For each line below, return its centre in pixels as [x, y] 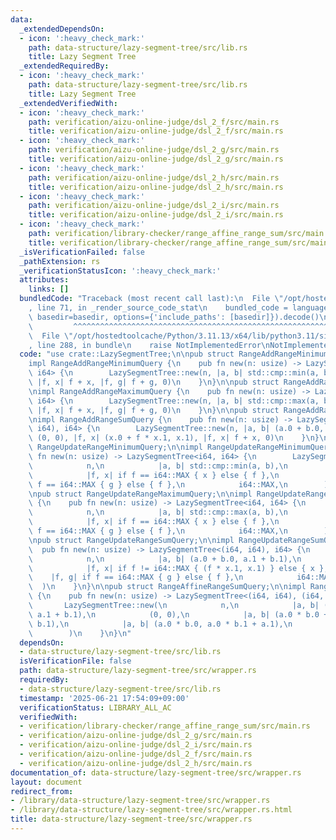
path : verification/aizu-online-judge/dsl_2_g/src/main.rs [154, 150]
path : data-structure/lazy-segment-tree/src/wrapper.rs [138, 671]
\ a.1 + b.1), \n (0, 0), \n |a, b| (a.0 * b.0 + [178, 614]
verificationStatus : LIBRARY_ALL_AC [95, 707]
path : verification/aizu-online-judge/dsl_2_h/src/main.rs [154, 177]
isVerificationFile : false [75, 661]
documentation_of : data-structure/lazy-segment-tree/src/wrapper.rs [156, 772]
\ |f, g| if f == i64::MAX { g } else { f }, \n [136, 577]
